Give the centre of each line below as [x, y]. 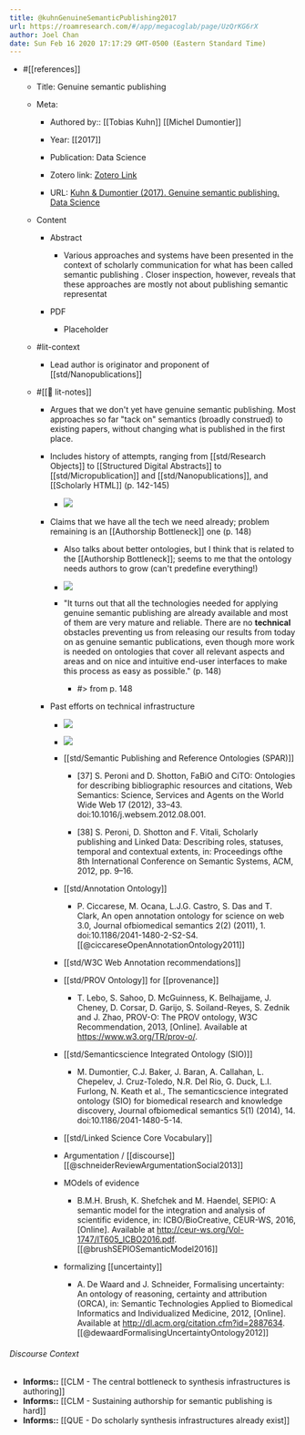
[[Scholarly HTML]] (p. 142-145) [110, 486]
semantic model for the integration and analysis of [171, 1210]
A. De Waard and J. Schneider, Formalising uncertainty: [181, 1285]
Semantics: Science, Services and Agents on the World [180, 795]
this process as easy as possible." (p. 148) [142, 671]
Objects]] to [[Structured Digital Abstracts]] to [136, 466]
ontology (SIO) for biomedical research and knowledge [180, 1101]
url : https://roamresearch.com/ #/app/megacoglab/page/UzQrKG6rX [134, 26]
